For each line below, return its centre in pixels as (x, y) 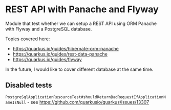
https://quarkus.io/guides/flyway (47, 59)
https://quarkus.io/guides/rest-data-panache (60, 54)
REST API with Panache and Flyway (82, 9)
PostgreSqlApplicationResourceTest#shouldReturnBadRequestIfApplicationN (86, 97)
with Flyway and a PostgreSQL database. (49, 29)
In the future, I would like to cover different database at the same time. (79, 69)
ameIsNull (16, 102)
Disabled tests (29, 85)
